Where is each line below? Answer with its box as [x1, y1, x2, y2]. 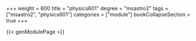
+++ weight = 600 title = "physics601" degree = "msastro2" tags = [6, 5, 169, 12]
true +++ [6, 17, 28, 24]
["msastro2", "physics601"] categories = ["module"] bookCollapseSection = [6, 11, 191, 18]
